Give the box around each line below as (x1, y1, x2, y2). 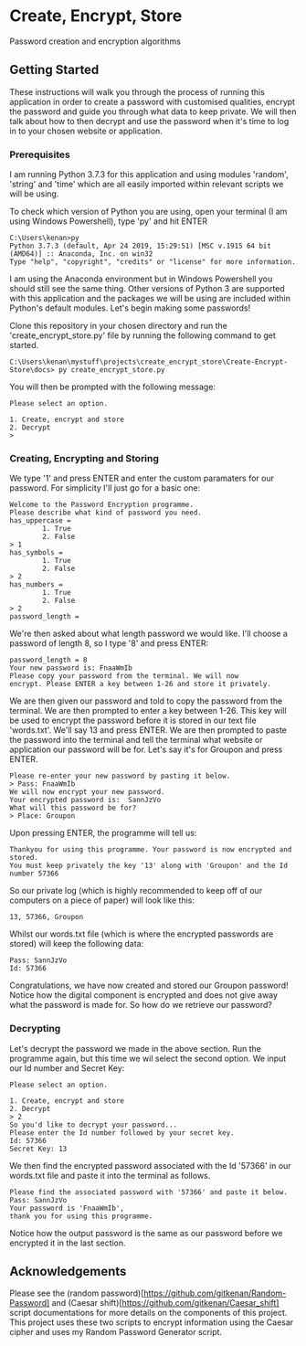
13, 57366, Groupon (9, 913, 84, 922)
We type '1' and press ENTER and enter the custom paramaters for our (9, 472, 274, 484)
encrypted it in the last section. (9, 1237, 126, 1248)
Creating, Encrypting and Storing (9, 451, 160, 464)
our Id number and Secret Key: (9, 1062, 125, 1074)
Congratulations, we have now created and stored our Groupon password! (9, 980, 290, 991)
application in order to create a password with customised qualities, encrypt (9, 96, 295, 107)
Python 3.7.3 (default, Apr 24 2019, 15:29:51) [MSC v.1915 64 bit (9, 241, 272, 251)
